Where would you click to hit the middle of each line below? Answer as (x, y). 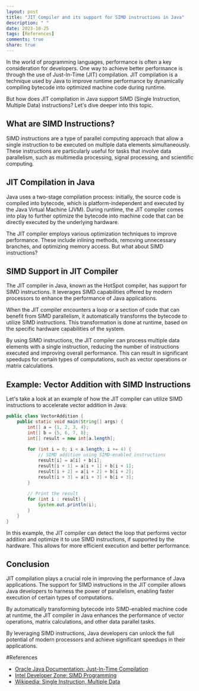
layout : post (22, 12)
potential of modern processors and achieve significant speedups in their (96, 640)
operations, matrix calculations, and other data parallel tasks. (81, 622)
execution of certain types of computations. (60, 597)
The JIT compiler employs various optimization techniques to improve (91, 234)
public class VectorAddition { (45, 416)
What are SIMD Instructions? (61, 124)
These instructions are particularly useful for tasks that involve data (89, 151)
